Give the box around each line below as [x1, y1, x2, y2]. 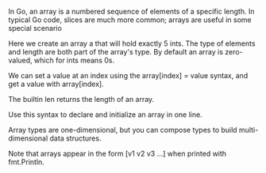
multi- [238, 126, 259, 134]
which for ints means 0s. [34, 55, 115, 65]
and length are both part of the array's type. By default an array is [8, 47, 224, 56]
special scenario [8, 24, 62, 32]
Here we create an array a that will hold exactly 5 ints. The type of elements [8, 39, 256, 48]
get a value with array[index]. [8, 79, 105, 88]
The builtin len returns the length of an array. [8, 95, 155, 103]
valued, [8, 55, 33, 65]
